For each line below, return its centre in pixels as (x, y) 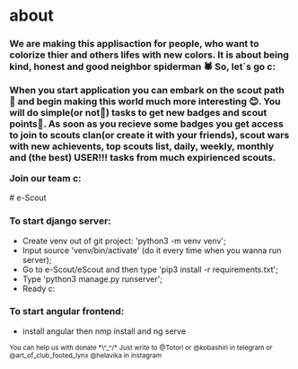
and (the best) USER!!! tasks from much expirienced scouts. (143, 158)
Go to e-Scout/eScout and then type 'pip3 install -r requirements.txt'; (150, 269)
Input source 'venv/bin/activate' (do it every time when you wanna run (152, 250)
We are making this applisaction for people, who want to (134, 44)
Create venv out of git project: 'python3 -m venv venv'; (124, 241)
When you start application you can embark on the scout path (147, 91)
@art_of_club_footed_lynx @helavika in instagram (86, 356)
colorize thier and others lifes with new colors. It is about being (149, 55)
